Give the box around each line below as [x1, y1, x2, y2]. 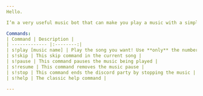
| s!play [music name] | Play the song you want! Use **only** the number [6, 47, 199, 53]
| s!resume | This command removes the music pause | [6, 64, 145, 70]
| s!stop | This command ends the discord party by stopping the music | [6, 70, 196, 76]
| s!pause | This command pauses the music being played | [6, 58, 158, 64]
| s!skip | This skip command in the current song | [6, 53, 142, 59]
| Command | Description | [6, 36, 74, 42]
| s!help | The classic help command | [6, 75, 107, 81]
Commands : [6, 31, 31, 37]
